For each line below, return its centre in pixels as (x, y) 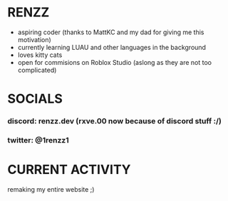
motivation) (34, 39)
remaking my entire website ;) (51, 189)
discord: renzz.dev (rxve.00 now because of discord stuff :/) (115, 121)
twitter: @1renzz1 (38, 140)
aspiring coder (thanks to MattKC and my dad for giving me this (111, 32)
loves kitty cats (40, 55)
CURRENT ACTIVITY (69, 170)
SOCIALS (35, 99)
